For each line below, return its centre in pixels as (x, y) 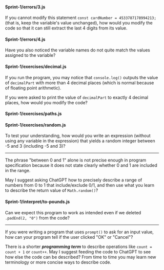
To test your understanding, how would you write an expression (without (78, 136)
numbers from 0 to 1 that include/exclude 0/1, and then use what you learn (80, 185)
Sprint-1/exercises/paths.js (33, 114)
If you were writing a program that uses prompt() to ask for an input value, (79, 232)
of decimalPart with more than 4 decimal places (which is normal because (80, 83)
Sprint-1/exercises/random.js (36, 125)
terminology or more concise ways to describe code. (58, 262)
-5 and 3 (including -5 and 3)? (35, 146)
